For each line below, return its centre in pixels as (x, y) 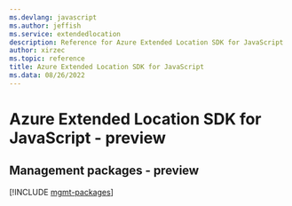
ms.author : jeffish (45, 26)
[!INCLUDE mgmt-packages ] (61, 192)
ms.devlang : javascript (53, 17)
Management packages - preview (104, 171)
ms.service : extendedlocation (65, 34)
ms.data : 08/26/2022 (47, 75)
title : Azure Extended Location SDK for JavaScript (107, 67)
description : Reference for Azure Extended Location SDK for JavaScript (146, 42)
